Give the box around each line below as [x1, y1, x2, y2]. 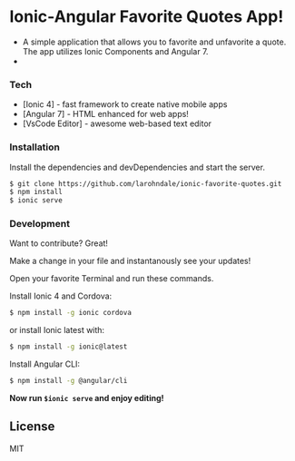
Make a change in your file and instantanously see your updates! [9, 256, 251, 267]
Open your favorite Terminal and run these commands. [9, 273, 214, 284]
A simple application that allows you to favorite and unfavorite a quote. [22, 36, 287, 47]
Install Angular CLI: [9, 358, 80, 369]
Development [9, 218, 71, 230]
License [9, 419, 55, 435]
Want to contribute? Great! [9, 238, 109, 249]
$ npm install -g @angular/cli [9, 377, 128, 386]
